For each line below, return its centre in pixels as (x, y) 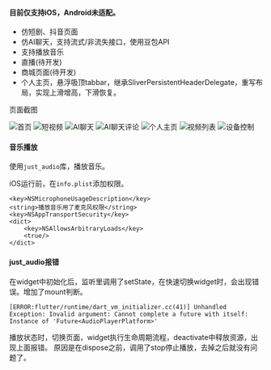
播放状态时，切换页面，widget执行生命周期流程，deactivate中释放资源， (130, 337)
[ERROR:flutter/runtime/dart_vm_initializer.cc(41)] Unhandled (118, 307)
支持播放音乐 (42, 52)
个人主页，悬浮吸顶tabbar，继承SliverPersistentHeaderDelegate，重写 (138, 83)
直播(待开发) (42, 62)
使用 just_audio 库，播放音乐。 (59, 167)
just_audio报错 (34, 262)
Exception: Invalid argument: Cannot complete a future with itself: (129, 314)
